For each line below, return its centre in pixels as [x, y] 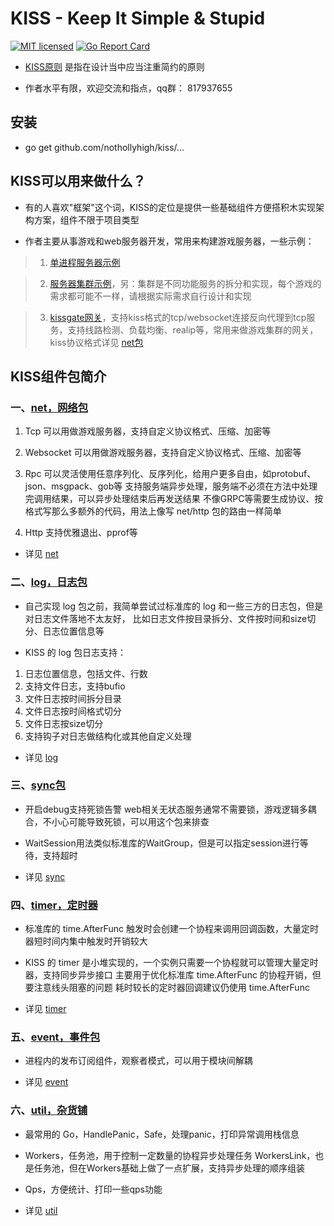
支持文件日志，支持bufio [75, 686]
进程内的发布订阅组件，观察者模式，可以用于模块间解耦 [138, 1061]
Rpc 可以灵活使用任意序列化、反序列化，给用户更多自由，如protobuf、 [170, 474]
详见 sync [45, 876]
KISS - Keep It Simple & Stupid [138, 18]
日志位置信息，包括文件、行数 [86, 673]
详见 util [41, 1210]
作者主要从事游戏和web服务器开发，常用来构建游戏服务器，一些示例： [169, 241]
